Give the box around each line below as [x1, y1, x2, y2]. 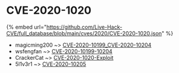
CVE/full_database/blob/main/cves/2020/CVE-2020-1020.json [6, 29, 162, 36]
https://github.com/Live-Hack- [46, 23, 123, 31]
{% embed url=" [6, 23, 47, 31]
